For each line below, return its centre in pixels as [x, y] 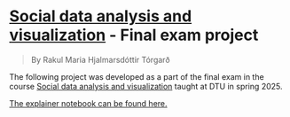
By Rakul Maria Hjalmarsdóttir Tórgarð [100, 59]
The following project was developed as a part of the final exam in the [137, 76]
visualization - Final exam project [134, 35]
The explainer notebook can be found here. [88, 103]
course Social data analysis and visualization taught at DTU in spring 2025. [146, 86]
